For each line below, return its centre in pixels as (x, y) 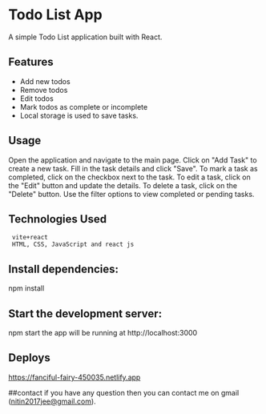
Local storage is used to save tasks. (79, 115)
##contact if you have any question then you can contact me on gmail (124, 392)
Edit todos (36, 98)
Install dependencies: (63, 269)
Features (31, 62)
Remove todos (44, 90)
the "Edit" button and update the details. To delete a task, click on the (123, 185)
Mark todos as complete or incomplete (84, 107)
